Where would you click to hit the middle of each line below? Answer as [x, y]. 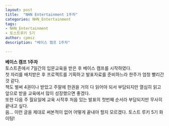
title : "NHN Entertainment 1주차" [42, 15]
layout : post [19, 10]
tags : [11, 24]
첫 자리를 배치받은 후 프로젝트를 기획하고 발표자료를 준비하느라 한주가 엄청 [78, 74]
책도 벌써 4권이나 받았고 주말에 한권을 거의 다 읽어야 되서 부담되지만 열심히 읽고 [83, 87]
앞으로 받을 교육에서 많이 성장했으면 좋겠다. [48, 93]
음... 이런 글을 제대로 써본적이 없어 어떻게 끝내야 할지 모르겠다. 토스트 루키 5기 [81, 112]
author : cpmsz [20, 38]
